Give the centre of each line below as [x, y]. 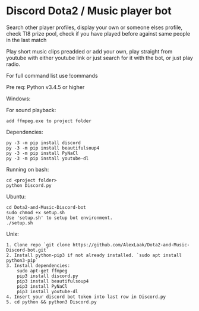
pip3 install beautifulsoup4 [53, 281]
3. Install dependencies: [38, 265]
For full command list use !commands [52, 75]
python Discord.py [29, 185]
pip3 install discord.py [48, 276]
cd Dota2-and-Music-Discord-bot [46, 207]
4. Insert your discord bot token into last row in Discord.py [86, 297]
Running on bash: [28, 169]
